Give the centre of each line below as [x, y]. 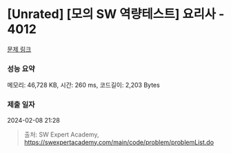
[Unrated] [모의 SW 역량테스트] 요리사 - [116, 14]
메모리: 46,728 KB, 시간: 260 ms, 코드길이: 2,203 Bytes [83, 85]
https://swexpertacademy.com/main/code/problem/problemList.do [119, 142]
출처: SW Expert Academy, [61, 134]
